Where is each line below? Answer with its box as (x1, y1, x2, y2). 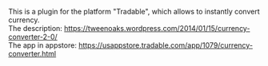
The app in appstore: (8, 41, 78, 50)
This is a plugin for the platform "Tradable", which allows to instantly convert (8, 7, 260, 16)
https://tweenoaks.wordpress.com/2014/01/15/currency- (63, 24, 250, 33)
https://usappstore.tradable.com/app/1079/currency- (78, 41, 254, 50)
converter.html (8, 49, 57, 58)
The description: (8, 24, 62, 33)
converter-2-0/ (8, 32, 58, 41)
